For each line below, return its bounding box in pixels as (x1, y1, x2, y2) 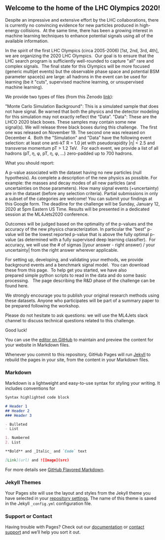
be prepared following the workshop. (5, 303, 80, 308)
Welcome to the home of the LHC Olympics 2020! (5, 4, 161, 12)
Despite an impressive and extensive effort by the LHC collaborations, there (5, 17, 159, 23)
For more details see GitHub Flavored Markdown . (5, 467, 105, 472)
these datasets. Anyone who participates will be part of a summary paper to (5, 298, 159, 304)
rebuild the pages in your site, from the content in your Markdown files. (5, 357, 149, 363)
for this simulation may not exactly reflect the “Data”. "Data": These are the (5, 113, 157, 120)
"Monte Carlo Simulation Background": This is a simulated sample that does (5, 103, 159, 109)
